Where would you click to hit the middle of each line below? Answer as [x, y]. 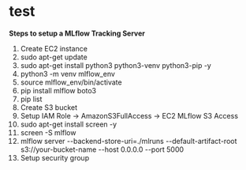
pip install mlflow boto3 [58, 90]
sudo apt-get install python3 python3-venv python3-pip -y [116, 65]
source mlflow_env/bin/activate [71, 82]
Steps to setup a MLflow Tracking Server [77, 33]
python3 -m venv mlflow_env [67, 74]
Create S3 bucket [49, 107]
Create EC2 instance [54, 48]
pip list [31, 99]
